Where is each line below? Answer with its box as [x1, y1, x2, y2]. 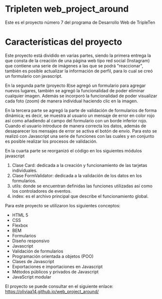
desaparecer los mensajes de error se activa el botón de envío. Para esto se [5, 128, 157, 134]
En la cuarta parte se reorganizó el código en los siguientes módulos [5, 148, 142, 153]
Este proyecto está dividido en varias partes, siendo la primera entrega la [5, 52, 151, 58]
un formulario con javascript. [5, 73, 63, 79]
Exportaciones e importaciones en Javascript [12, 264, 103, 269]
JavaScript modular [12, 274, 52, 280]
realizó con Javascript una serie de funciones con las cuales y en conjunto [5, 133, 154, 139]
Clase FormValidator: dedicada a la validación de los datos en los [12, 172, 142, 178]
